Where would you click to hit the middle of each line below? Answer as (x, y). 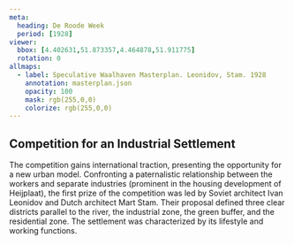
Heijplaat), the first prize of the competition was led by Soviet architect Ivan (147, 193)
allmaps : (25, 67)
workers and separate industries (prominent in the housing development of (145, 184)
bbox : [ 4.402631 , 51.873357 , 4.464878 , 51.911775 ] (106, 50)
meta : (19, 17)
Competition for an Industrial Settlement (122, 144)
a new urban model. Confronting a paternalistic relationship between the (141, 174)
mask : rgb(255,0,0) (61, 100)
